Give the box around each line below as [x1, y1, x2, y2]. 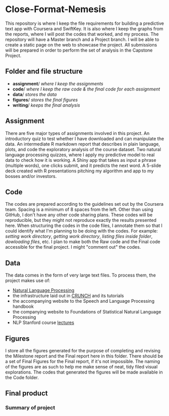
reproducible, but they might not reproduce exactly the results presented [5, 217, 156, 223]
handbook [12, 303, 34, 309]
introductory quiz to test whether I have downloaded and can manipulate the [5, 135, 164, 142]
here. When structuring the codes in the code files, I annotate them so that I [5, 222, 163, 228]
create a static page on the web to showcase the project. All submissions [5, 41, 157, 48]
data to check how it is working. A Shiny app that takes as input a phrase [5, 157, 156, 163]
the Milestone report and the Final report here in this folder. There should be [5, 353, 163, 359]
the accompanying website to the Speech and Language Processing [12, 298, 155, 304]
